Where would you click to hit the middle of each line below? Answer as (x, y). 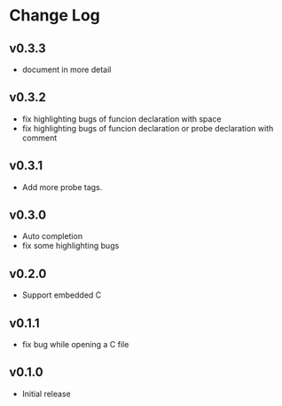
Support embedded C (62, 295)
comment (39, 138)
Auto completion (52, 236)
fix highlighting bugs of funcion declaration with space (121, 119)
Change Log (55, 16)
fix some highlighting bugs (70, 246)
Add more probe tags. (62, 187)
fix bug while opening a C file (75, 345)
